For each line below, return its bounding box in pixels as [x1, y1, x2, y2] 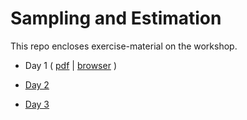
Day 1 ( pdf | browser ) [24, 59, 117, 71]
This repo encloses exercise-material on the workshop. [10, 40, 238, 52]
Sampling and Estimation [10, 7, 222, 30]
